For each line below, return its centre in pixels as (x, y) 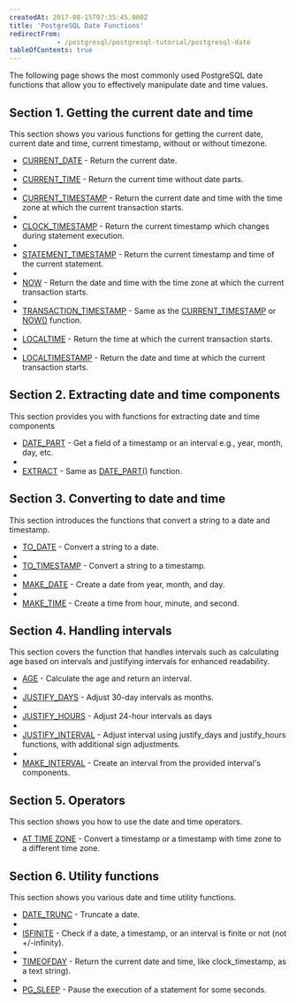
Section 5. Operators (67, 800)
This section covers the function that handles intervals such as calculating (144, 652)
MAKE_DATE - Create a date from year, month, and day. (123, 584)
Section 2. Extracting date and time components (145, 395)
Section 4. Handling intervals (91, 630)
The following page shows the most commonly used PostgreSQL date (136, 75)
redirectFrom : (35, 34)
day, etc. (38, 452)
